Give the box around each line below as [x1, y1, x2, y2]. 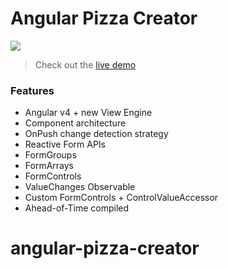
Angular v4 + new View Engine [24, 107, 153, 119]
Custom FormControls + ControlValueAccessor [24, 192, 219, 204]
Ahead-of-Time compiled [24, 202, 130, 214]
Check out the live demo [34, 58, 137, 71]
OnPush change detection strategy [24, 128, 169, 140]
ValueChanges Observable [24, 181, 136, 193]
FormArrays [24, 160, 74, 172]
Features [10, 83, 55, 97]
